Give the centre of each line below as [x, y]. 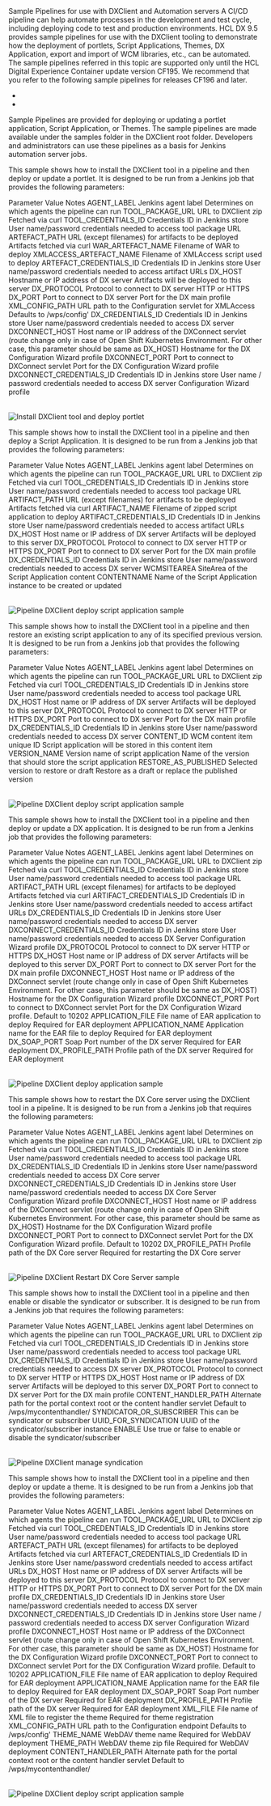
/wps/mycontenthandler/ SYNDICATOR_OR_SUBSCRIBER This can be [124, 1412]
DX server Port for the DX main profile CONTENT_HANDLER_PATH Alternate [135, 1395]
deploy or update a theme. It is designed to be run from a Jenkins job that [131, 1487]
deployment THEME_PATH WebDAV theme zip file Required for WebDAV [129, 1743]
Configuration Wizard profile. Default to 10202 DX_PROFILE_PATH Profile [130, 1244]
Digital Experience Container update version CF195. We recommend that [129, 71]
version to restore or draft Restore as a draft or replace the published [123, 771]
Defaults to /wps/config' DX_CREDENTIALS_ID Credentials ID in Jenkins [128, 314]
